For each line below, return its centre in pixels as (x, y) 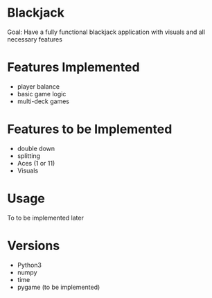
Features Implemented (73, 68)
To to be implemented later (46, 218)
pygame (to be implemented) (59, 287)
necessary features (35, 39)
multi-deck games (43, 101)
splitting (28, 156)
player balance (38, 86)
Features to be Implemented (90, 129)
